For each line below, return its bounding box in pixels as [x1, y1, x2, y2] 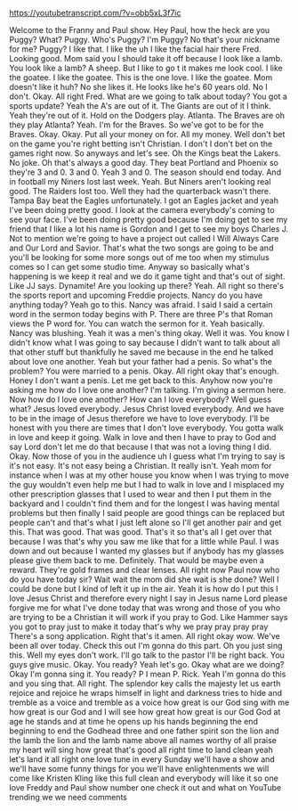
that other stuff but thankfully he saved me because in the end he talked [9, 347, 274, 357]
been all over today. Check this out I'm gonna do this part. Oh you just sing [9, 641, 283, 651]
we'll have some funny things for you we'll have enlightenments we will [9, 764, 270, 774]
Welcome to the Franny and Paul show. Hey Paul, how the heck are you [9, 25, 270, 35]
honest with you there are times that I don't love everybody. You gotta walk [9, 422, 285, 433]
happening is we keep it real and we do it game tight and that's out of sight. [9, 271, 286, 282]
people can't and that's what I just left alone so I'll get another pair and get [9, 517, 282, 528]
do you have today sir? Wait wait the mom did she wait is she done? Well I [9, 574, 279, 585]
